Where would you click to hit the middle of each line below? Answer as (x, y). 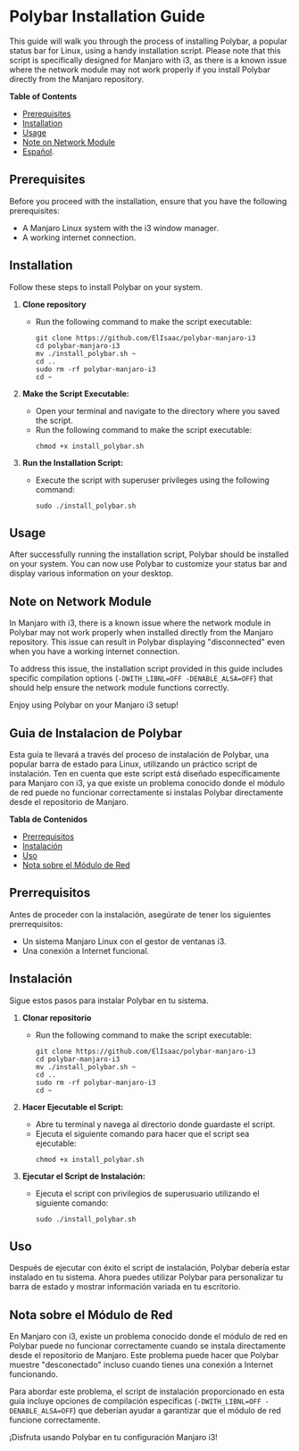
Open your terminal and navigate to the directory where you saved (158, 410)
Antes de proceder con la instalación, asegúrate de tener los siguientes (140, 914)
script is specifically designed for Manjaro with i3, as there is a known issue (148, 60)
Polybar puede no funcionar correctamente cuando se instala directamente (147, 1346)
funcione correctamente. (55, 1420)
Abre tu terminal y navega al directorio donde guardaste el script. (155, 1124)
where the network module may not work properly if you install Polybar (140, 70)
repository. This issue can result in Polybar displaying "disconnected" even (147, 642)
